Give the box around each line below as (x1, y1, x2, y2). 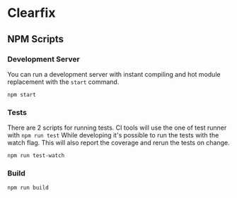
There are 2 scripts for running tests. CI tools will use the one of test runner (7, 123, 227, 132)
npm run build (7, 185, 50, 192)
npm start (7, 91, 37, 98)
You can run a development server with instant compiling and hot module (7, 70, 221, 78)
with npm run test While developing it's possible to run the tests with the (7, 131, 219, 140)
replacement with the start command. (7, 78, 120, 86)
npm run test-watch (7, 152, 65, 159)
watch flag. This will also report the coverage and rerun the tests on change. (7, 139, 230, 147)
